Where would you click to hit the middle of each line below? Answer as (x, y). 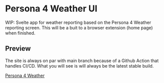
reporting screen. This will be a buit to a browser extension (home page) (79, 27)
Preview (18, 48)
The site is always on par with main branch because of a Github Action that (82, 61)
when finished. (20, 33)
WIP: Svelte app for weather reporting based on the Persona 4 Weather (78, 22)
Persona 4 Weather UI (51, 9)
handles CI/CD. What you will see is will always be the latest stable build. (80, 66)
